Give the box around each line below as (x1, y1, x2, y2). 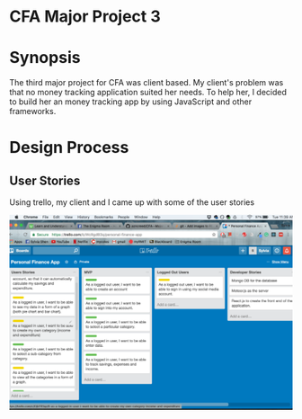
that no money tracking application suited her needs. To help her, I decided (9, 87, 288, 98)
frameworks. (9, 106, 57, 117)
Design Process (9, 138, 129, 158)
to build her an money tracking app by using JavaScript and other (9, 96, 253, 107)
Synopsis (9, 48, 81, 68)
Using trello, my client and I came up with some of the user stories (9, 197, 254, 208)
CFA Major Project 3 (9, 6, 162, 27)
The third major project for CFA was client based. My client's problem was (9, 77, 284, 88)
